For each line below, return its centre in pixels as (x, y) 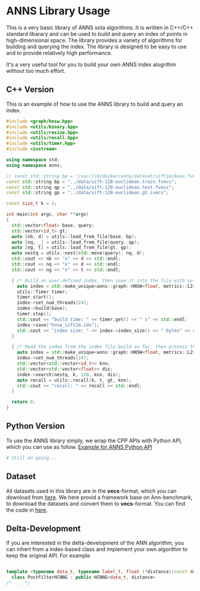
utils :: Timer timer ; (42, 292)
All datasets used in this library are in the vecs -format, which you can (91, 491)
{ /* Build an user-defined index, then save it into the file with (98, 281)
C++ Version (30, 90)
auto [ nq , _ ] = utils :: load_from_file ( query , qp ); (76, 242)
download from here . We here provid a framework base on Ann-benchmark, (99, 497)
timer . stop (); (34, 314)
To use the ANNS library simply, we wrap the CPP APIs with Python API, (94, 441)
